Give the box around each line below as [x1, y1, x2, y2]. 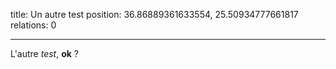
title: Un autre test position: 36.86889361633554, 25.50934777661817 [10, 9, 299, 20]
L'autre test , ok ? [10, 48, 80, 59]
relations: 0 [10, 19, 57, 31]
